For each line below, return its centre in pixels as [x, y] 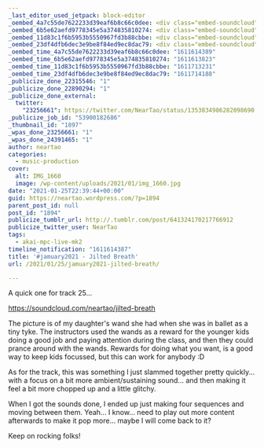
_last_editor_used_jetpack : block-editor [77, 15]
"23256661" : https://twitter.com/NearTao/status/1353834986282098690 [139, 111]
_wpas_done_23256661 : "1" [50, 132]
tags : [17, 235]
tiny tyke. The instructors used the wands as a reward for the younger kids [129, 332]
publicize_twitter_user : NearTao [63, 228]
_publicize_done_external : [52, 96]
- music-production [47, 162]
